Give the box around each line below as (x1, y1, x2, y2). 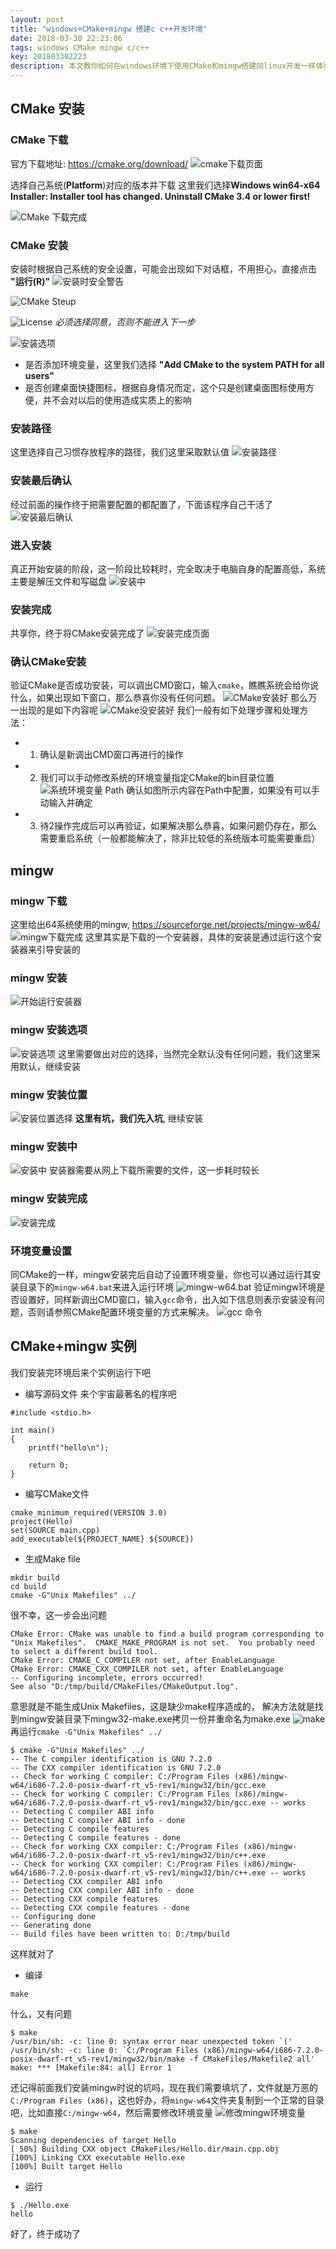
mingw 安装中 (10, 1139, 78, 1153)
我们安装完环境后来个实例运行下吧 (10, 1366, 151, 1378)
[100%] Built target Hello (10, 2161, 123, 2171)
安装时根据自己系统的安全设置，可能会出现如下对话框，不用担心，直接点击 (10, 262, 317, 275)
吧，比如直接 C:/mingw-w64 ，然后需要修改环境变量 (10, 2106, 213, 2118)
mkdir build (10, 1572, 60, 1583)
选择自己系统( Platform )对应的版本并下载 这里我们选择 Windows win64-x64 (10, 179, 321, 191)
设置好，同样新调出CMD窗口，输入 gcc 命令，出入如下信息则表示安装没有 (18, 1293, 317, 1305)
